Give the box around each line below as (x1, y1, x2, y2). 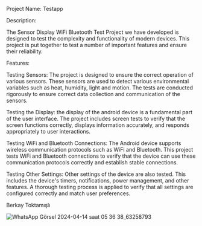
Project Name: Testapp (6, 5, 63, 12)
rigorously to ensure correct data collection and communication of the (6, 91, 181, 97)
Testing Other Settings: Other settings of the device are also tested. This (6, 170, 186, 178)
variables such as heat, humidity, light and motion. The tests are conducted (6, 84, 194, 91)
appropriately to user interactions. (6, 128, 90, 135)
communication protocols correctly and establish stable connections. (6, 159, 178, 166)
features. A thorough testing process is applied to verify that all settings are (6, 184, 194, 190)
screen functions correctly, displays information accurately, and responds (6, 121, 190, 129)
